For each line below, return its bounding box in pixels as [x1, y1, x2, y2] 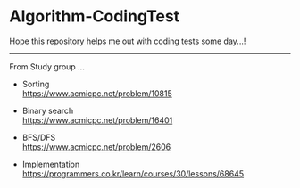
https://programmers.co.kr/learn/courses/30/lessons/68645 [21, 168, 244, 179]
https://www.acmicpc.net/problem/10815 [21, 87, 172, 99]
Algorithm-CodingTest [9, 6, 180, 27]
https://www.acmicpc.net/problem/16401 [21, 114, 173, 126]
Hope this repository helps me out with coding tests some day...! [9, 36, 246, 46]
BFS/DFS [21, 132, 56, 143]
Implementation [21, 159, 80, 169]
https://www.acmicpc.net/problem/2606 [21, 141, 171, 152]
